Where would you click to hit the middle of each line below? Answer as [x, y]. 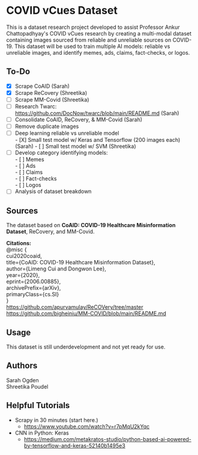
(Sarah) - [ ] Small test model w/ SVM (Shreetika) [75, 146]
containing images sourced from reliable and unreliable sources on [89, 40]
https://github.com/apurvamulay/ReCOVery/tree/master [75, 307]
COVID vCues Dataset [62, 11]
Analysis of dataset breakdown [53, 191]
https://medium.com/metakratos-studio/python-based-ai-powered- [108, 439]
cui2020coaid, [24, 256]
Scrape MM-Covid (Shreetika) [52, 99]
